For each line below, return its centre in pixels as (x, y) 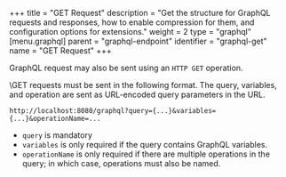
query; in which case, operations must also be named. (121, 163)
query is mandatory (57, 135)
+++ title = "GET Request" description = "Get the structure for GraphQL (140, 13)
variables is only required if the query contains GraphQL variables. (145, 145)
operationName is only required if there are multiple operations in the (146, 154)
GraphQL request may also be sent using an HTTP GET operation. (126, 68)
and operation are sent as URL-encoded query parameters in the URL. (137, 94)
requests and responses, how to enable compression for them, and (132, 22)
